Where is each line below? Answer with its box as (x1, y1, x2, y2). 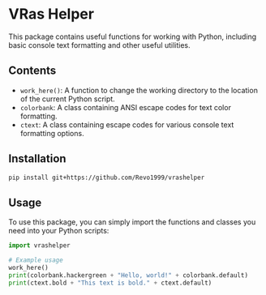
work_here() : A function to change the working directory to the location (19, 85, 258, 95)
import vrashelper (8, 242, 71, 250)
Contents (8, 64, 57, 78)
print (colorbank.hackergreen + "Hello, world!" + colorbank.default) (8, 271, 249, 280)
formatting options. (19, 128, 84, 138)
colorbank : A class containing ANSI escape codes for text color (19, 102, 231, 112)
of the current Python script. (19, 94, 115, 104)
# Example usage (8, 256, 63, 264)
